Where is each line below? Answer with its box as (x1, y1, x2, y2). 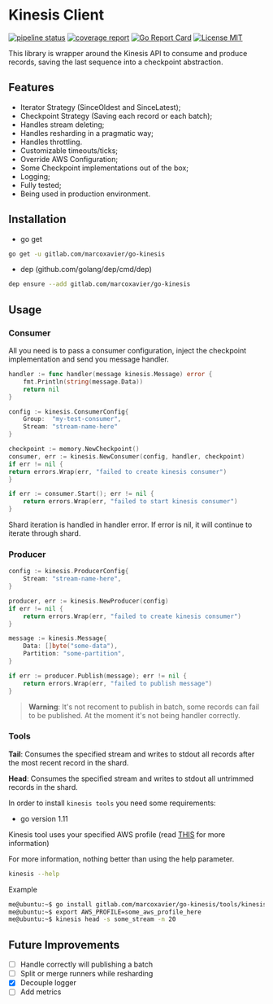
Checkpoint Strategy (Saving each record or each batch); (19, 111, 213, 121)
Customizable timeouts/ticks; (19, 145, 119, 156)
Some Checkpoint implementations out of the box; (19, 163, 189, 173)
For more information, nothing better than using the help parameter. (8, 853, 235, 864)
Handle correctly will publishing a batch (19, 959, 154, 970)
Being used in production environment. (19, 189, 151, 199)
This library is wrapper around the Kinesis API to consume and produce (8, 48, 248, 58)
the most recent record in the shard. (8, 757, 129, 767)
